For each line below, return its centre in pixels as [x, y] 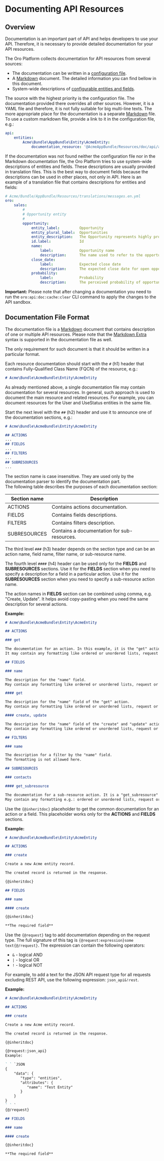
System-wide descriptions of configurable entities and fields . [73, 89]
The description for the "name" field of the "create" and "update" [76, 724]
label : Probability [72, 278]
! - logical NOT [27, 965]
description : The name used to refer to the [91, 255]
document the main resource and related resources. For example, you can [80, 397]
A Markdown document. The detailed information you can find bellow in [84, 78]
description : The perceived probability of [90, 282]
